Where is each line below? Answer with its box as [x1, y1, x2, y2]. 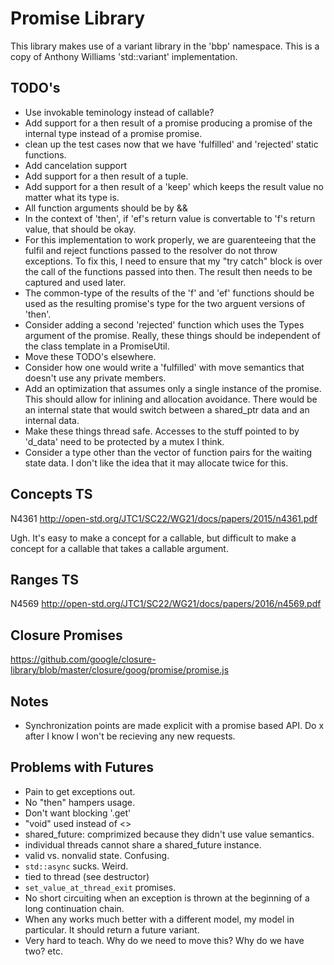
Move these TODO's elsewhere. [24, 350, 157, 362]
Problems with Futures [10, 759, 154, 776]
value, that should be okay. [24, 223, 137, 235]
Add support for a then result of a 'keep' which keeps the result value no [24, 180, 324, 192]
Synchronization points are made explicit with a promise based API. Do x [24, 720, 325, 731]
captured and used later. [24, 276, 127, 288]
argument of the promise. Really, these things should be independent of [24, 329, 321, 341]
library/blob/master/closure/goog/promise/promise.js [10, 664, 230, 676]
